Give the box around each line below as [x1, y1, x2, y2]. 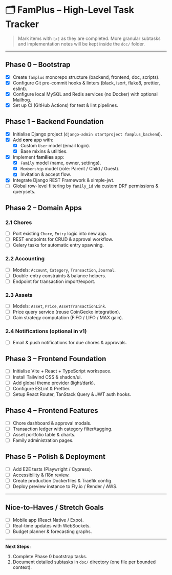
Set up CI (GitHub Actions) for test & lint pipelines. [12, 102, 119, 108]
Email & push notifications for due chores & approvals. [12, 339, 127, 345]
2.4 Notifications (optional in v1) [5, 328, 87, 335]
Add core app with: [12, 137, 54, 143]
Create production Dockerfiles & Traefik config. [12, 477, 113, 483]
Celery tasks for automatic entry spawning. [12, 242, 104, 248]
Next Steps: [5, 543, 31, 549]
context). [12, 564, 32, 570]
